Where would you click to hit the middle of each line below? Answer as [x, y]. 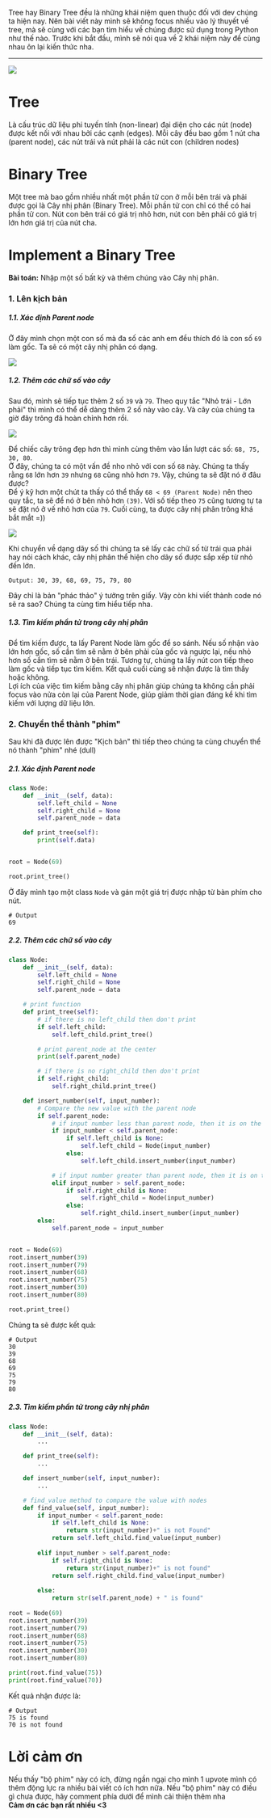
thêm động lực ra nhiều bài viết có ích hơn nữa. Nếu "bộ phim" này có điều [133, 1787]
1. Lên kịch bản [38, 298]
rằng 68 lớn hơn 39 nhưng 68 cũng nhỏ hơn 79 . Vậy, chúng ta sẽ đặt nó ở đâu [135, 475]
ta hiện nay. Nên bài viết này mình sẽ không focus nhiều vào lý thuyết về [129, 21]
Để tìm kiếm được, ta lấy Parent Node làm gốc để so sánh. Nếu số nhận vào [134, 643]
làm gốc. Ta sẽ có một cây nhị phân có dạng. [83, 347]
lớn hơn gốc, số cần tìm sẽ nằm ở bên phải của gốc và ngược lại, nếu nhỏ [130, 652]
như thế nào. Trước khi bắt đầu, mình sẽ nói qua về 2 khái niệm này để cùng [134, 38]
